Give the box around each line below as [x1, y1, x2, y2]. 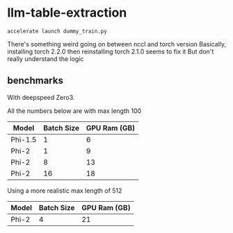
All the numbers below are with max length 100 [7, 106, 142, 115]
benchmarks [7, 75, 64, 87]
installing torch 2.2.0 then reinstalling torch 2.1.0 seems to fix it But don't [7, 47, 214, 55]
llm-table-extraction [7, 5, 127, 21]
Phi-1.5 [10, 135, 37, 144]
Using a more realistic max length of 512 [7, 186, 122, 195]
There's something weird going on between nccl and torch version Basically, [7, 40, 227, 48]
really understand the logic [7, 54, 84, 63]
